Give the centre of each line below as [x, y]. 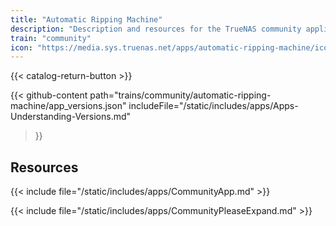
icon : [21, 47]
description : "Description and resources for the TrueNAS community [156, 29]
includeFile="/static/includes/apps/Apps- [213, 106]
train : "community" [51, 38]
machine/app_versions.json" [68, 106]
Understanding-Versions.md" [71, 117]
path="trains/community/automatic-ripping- [180, 95]
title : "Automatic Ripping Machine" [86, 19]
